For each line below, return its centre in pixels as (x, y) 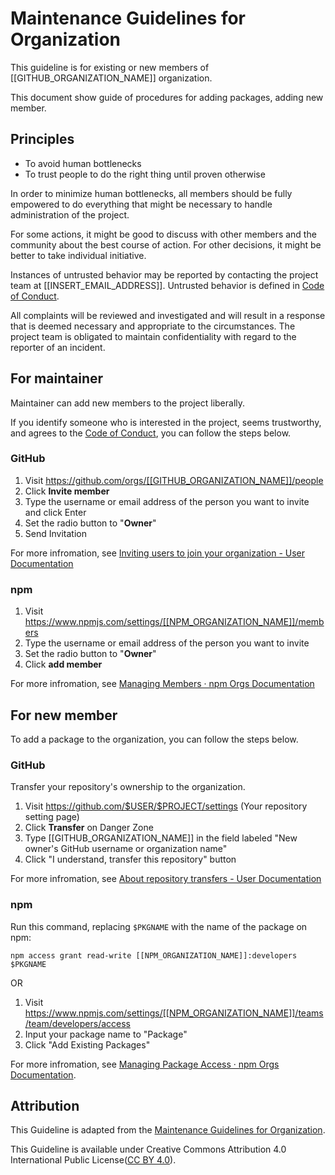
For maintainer (57, 378)
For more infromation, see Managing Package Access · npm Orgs (145, 1064)
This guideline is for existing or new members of (110, 67)
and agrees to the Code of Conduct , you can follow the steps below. (151, 433)
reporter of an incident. (58, 347)
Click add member (63, 664)
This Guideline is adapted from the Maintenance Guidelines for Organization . (168, 1130)
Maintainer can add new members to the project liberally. (128, 403)
